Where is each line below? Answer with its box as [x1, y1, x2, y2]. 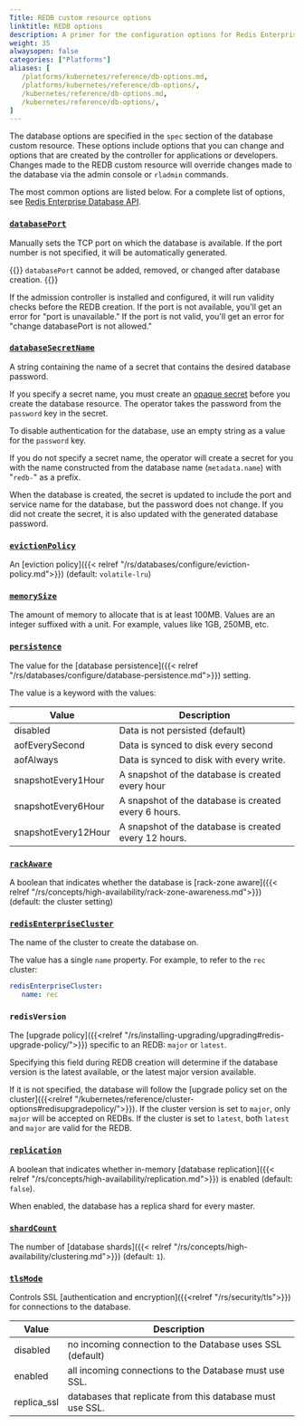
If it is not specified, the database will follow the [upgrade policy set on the [9, 1084, 288, 1096]
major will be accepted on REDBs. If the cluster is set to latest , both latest [9, 1113, 290, 1124]
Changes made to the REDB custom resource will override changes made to [9, 159, 292, 170]
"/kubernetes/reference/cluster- [74, 1094, 195, 1105]
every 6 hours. [119, 805, 181, 818]
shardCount [9, 1223, 57, 1233]
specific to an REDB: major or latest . [90, 1039, 227, 1050]
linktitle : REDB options [9, 22, 103, 31]
